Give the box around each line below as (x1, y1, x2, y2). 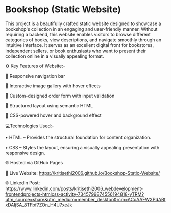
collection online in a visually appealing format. (5, 53, 104, 59)
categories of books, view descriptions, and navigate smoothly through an (5, 37, 162, 43)
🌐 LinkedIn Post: (5, 180, 40, 186)
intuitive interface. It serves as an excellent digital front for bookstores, (5, 42, 154, 48)
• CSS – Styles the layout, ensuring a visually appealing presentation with (5, 144, 160, 150)
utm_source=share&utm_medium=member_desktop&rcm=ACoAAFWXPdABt (5, 196, 166, 202)
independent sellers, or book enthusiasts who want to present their (5, 48, 146, 54)
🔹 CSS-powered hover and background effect (5, 112, 102, 119)
